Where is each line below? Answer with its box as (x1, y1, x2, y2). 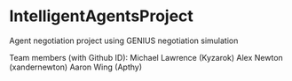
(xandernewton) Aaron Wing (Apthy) (9, 62, 143, 72)
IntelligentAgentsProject (9, 6, 193, 26)
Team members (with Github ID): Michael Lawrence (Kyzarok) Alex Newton (9, 52, 284, 63)
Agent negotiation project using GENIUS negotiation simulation (9, 35, 239, 46)
